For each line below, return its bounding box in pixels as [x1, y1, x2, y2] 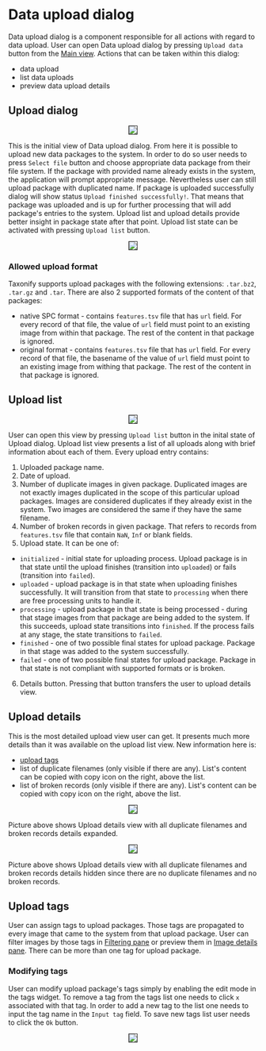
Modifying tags [8, 966, 69, 977]
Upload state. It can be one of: [19, 538, 120, 548]
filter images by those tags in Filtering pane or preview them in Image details [8, 937, 258, 947]
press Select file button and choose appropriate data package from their [8, 157, 251, 167]
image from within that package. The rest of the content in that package [19, 328, 255, 338]
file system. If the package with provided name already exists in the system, [8, 166, 256, 175]
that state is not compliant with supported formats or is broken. [19, 663, 226, 672]
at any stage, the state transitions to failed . [19, 629, 162, 639]
